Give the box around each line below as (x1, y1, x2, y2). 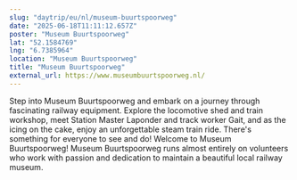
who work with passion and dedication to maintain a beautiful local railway (9, 152, 283, 163)
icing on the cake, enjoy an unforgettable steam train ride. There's (9, 124, 252, 135)
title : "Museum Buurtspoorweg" (9, 63, 126, 72)
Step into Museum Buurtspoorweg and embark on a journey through (9, 95, 260, 106)
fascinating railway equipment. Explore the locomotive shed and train (9, 104, 263, 116)
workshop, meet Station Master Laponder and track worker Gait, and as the (9, 114, 287, 125)
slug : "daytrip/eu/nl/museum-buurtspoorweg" (9, 12, 177, 22)
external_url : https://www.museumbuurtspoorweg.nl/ (9, 71, 205, 80)
